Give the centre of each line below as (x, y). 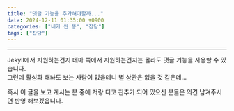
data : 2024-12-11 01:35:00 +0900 (56, 20)
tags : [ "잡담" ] (28, 33)
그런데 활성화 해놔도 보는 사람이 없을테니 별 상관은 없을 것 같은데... (97, 78)
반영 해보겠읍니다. (39, 101)
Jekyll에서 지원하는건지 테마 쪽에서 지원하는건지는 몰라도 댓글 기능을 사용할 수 (113, 60)
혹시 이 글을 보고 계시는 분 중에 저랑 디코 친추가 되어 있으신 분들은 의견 (103, 92)
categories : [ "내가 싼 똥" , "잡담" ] (56, 26)
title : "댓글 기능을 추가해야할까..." (55, 14)
